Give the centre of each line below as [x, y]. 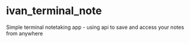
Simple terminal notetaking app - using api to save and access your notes [95, 27]
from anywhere [24, 33]
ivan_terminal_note [54, 11]
